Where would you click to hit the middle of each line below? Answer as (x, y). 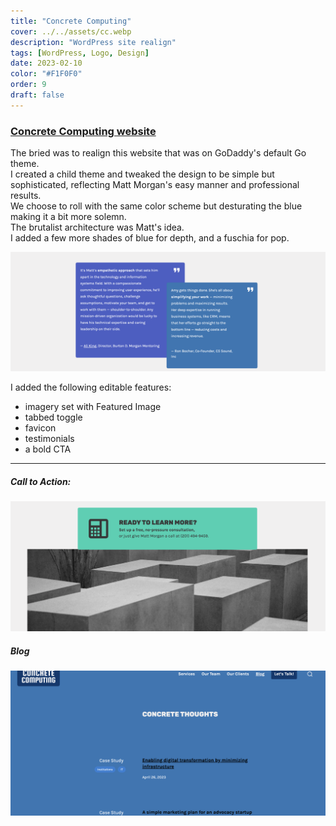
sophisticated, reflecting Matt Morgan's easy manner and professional (155, 185)
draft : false (37, 95)
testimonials (49, 439)
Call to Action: (41, 481)
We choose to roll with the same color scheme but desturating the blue (156, 206)
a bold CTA (48, 449)
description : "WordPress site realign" (93, 42)
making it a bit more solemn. (68, 217)
